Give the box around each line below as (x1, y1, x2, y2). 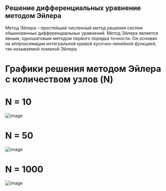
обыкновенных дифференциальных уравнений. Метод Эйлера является (5, 30, 158, 36)
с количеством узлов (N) (5, 74, 113, 85)
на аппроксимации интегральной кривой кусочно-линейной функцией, (5, 41, 157, 47)
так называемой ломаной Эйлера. (5, 46, 78, 51)
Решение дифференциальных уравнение (5, 4, 141, 12)
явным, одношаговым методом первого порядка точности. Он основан (5, 35, 158, 41)
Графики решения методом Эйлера (5, 63, 162, 74)
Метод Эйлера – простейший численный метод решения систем (5, 25, 143, 31)
